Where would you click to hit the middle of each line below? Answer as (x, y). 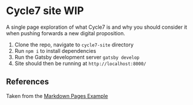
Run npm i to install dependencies (55, 50)
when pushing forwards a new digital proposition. (66, 33)
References (27, 82)
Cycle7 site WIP (45, 11)
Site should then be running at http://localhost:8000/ (80, 63)
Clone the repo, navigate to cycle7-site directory (74, 45)
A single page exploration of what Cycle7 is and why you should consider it (96, 27)
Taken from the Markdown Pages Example (57, 96)
